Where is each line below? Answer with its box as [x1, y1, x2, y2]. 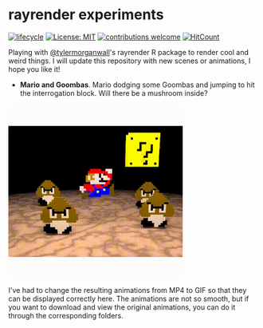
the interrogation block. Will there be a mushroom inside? [19, 88, 209, 97]
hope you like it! [8, 64, 61, 73]
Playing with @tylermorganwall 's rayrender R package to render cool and [8, 47, 249, 57]
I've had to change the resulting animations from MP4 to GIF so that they [8, 285, 247, 294]
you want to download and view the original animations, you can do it [8, 302, 236, 312]
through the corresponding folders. [8, 310, 124, 320]
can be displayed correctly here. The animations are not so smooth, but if [8, 294, 249, 303]
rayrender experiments [8, 6, 165, 24]
